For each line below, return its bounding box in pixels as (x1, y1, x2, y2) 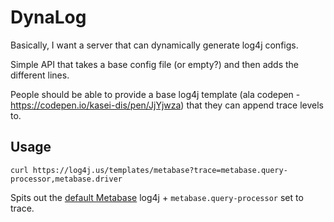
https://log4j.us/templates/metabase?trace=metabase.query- (32, 165, 288, 175)
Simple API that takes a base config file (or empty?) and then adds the (10, 58, 299, 70)
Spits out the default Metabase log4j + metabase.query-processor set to (10, 191, 304, 203)
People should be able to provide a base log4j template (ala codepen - (10, 88, 301, 100)
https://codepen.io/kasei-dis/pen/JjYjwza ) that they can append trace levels (10, 99, 324, 111)
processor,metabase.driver (10, 174, 123, 184)
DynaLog (10, 6, 87, 29)
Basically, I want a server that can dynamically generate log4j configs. (10, 39, 299, 51)
